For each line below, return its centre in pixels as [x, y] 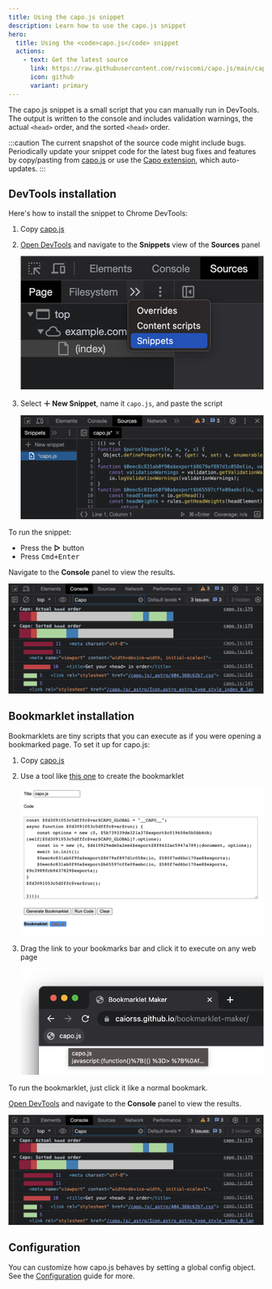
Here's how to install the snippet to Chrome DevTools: [98, 213]
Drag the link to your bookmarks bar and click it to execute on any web [138, 948]
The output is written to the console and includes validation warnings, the [131, 118]
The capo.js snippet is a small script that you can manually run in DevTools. [134, 110]
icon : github [52, 77]
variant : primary [59, 85]
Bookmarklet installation [72, 717]
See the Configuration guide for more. [72, 1276]
